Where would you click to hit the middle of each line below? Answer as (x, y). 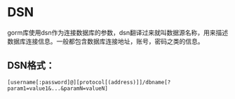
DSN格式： (31, 66)
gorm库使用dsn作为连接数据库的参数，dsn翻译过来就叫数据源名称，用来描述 (118, 32)
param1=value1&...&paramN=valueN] (58, 88)
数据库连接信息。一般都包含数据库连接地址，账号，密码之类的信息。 (106, 41)
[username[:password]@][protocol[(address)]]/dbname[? (89, 82)
